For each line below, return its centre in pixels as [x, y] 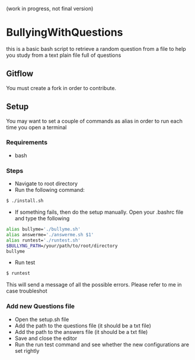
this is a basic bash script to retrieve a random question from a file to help [96, 49]
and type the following [42, 218]
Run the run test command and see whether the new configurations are [102, 344]
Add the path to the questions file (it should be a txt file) [83, 326]
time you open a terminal [36, 127]
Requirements [27, 143]
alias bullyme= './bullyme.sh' [44, 229]
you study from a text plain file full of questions [64, 55]
